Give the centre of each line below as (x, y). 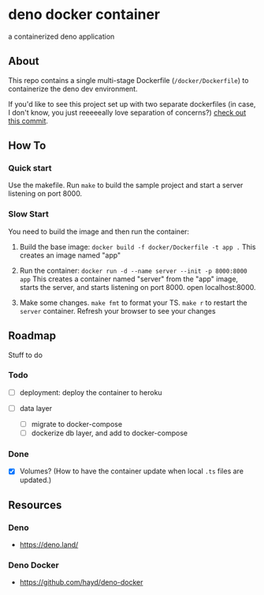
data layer (36, 408)
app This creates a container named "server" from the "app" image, (129, 279)
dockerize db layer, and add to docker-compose (109, 433)
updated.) (35, 480)
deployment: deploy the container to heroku (91, 392)
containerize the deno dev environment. (73, 88)
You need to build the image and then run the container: (99, 232)
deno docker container (84, 15)
